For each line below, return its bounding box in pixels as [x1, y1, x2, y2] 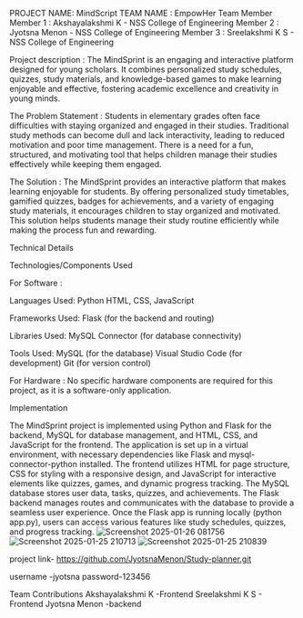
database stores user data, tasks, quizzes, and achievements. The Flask [9, 488, 279, 498]
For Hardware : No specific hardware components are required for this [9, 375, 273, 385]
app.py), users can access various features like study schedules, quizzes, [9, 517, 287, 527]
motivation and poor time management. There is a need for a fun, [9, 140, 254, 150]
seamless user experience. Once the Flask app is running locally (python [9, 507, 282, 517]
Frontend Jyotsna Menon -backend [9, 599, 142, 609]
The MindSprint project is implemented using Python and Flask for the [9, 420, 272, 431]
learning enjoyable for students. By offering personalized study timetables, [9, 186, 289, 196]
